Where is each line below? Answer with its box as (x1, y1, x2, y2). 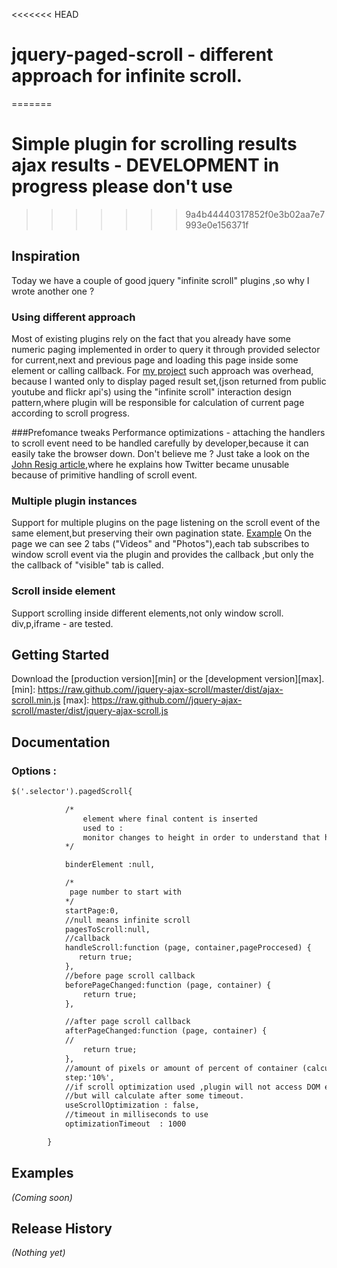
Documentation (11, 734, 111, 751)
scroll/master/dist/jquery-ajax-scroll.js (11, 705, 169, 717)
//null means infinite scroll (64, 915, 191, 925)
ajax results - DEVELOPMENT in (11, 154, 280, 177)
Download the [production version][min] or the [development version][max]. (11, 673, 325, 685)
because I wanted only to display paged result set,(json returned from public (11, 375, 327, 387)
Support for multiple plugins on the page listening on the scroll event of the (11, 517, 321, 529)
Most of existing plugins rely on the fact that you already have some (11, 332, 291, 344)
